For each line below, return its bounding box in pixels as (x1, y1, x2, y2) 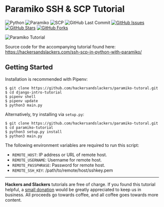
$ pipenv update (5, 98, 38, 103)
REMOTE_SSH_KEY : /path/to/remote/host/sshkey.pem (12, 167, 113, 173)
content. (5, 197, 22, 203)
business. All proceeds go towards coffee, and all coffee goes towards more (5, 192, 159, 198)
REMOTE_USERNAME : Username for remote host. (12, 157, 102, 162)
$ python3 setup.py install (5, 129, 62, 134)
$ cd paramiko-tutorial (5, 125, 54, 130)
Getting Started (5, 63, 53, 71)
